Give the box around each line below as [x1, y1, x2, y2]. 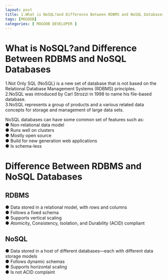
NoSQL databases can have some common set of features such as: [5, 117, 144, 123]
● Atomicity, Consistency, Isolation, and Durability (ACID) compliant [5, 220, 145, 226]
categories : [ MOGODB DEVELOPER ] [5, 21, 77, 26]
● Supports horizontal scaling [5, 264, 67, 270]
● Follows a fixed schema [5, 210, 59, 216]
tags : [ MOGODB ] [5, 16, 37, 21]
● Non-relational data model [5, 122, 64, 128]
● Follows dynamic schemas [5, 259, 65, 265]
